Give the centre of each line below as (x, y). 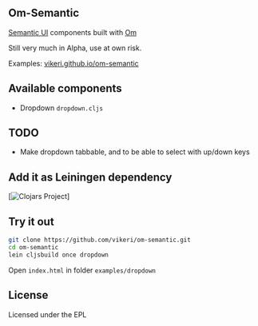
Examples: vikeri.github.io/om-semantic (73, 63)
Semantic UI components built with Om (73, 32)
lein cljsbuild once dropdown (59, 255)
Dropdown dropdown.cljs (62, 108)
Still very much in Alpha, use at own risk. (75, 48)
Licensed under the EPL (48, 314)
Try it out (31, 222)
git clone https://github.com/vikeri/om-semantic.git (100, 240)
